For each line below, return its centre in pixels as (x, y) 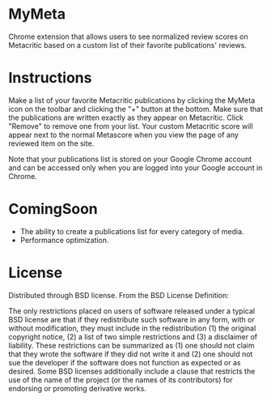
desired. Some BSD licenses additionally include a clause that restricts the (132, 371)
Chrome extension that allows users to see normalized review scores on (128, 36)
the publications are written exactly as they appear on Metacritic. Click (126, 117)
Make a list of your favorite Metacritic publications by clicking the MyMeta (132, 100)
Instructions (50, 78)
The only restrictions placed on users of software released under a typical (132, 311)
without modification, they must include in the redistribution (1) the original (132, 328)
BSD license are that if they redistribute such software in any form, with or (131, 319)
